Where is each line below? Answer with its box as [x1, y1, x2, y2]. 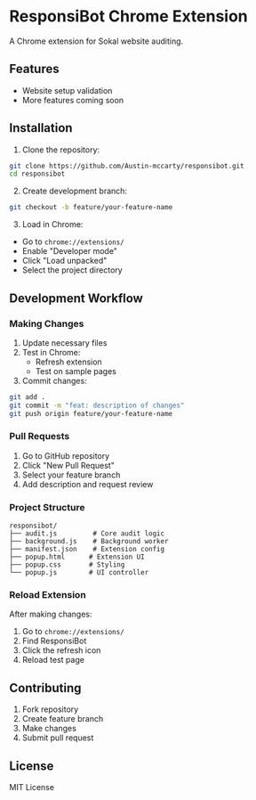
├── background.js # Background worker [9, 537, 169, 546]
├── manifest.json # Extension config [9, 545, 165, 554]
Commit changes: [21, 375, 87, 386]
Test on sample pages [35, 365, 117, 376]
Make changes [21, 723, 77, 734]
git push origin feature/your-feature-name [9, 409, 173, 418]
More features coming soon [21, 94, 124, 105]
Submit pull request [21, 732, 94, 743]
